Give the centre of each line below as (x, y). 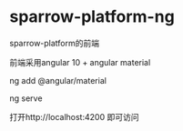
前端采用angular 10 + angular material (80, 62)
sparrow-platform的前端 (55, 43)
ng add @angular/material (58, 80)
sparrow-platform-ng (92, 17)
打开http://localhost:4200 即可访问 (74, 116)
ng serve (26, 98)
